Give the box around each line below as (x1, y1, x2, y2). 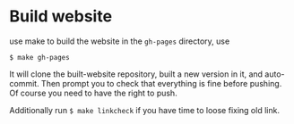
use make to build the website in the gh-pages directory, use (9, 36, 230, 46)
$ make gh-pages (9, 53, 70, 62)
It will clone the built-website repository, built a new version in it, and (9, 69, 263, 79)
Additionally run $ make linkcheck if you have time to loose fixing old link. (9, 104, 281, 115)
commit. (9, 78, 39, 88)
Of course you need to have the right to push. (9, 87, 177, 98)
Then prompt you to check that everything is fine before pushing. (40, 78, 282, 88)
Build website (9, 6, 113, 27)
